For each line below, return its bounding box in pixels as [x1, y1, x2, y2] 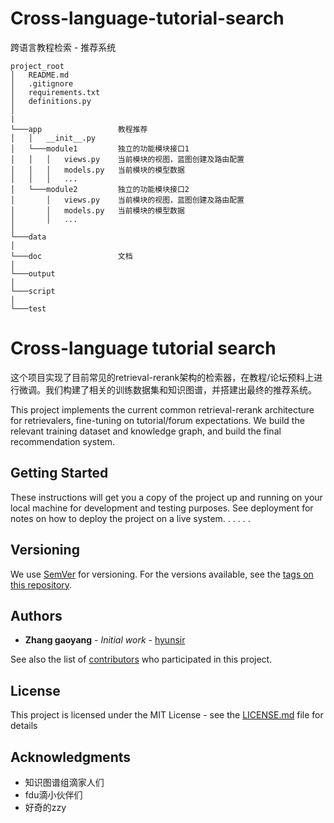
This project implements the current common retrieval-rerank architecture [10, 403, 315, 416]
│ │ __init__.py [10, 133, 97, 143]
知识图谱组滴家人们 [24, 776, 105, 788]
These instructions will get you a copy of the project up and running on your [10, 491, 323, 503]
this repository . [10, 578, 73, 591]
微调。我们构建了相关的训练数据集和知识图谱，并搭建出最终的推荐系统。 [18, 383, 317, 396]
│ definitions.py [10, 96, 92, 106]
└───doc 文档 [10, 251, 133, 261]
